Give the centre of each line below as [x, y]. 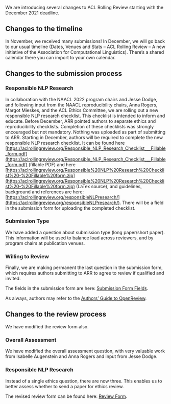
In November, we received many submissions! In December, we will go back [85, 41]
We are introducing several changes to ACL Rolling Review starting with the [84, 7]
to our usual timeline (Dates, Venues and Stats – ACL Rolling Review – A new [86, 47]
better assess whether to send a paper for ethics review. [65, 386]
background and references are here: [45, 192]
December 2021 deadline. [32, 13]
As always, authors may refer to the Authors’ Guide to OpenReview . [76, 298]
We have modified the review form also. [47, 326]
